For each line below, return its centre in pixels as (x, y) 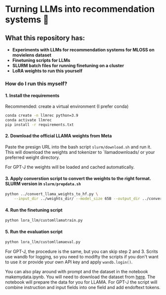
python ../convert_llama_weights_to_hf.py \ (52, 194)
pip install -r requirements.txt (40, 125)
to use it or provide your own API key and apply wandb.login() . (69, 262)
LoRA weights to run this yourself (47, 71)
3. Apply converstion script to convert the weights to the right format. (78, 178)
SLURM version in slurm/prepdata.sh (43, 184)
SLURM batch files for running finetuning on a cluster (68, 66)
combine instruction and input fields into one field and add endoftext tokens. (83, 288)
